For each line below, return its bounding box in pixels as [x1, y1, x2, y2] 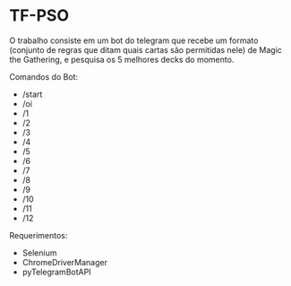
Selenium [21, 247, 57, 258]
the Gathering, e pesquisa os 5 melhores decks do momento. [9, 54, 235, 65]
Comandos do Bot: [9, 71, 79, 82]
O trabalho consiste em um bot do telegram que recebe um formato [9, 35, 259, 46]
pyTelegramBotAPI [21, 266, 91, 277]
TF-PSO [9, 5, 70, 26]
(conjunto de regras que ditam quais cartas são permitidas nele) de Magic [9, 44, 282, 55]
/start [21, 89, 43, 100]
